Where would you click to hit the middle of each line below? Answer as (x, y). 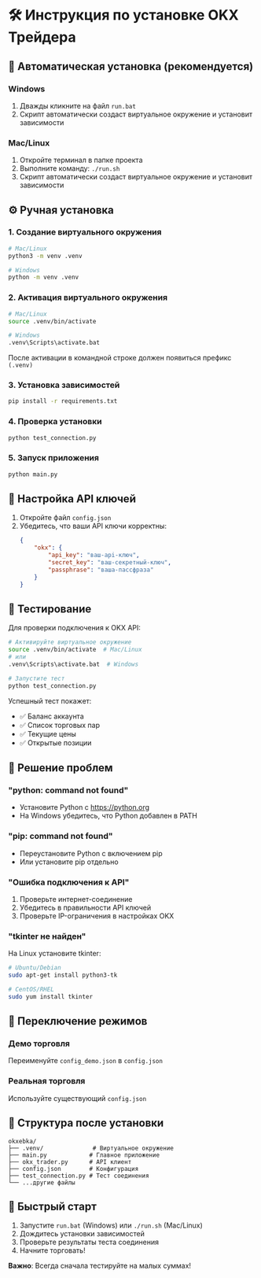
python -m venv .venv (44, 277)
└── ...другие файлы (42, 1182)
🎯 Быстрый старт (52, 1206)
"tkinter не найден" (47, 936)
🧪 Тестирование (50, 609)
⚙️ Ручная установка (61, 210)
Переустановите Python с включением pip (91, 853)
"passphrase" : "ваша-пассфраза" (101, 570)
